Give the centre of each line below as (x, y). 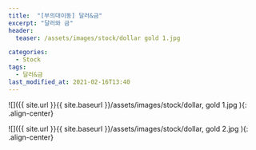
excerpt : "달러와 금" (41, 23)
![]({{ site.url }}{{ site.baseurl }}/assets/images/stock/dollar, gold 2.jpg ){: (128, 128)
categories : (28, 53)
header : (21, 30)
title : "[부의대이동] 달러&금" (55, 16)
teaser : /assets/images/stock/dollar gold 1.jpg (98, 38)
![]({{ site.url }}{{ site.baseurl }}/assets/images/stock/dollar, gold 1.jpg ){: (128, 105)
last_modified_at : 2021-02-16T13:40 (69, 82)
